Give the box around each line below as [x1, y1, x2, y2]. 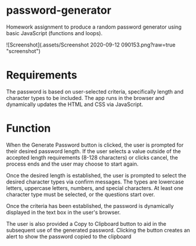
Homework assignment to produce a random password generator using [6, 23, 182, 30]
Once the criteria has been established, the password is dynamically [6, 202, 174, 209]
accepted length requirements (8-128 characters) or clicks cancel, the [6, 154, 178, 161]
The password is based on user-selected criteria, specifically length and [6, 88, 183, 95]
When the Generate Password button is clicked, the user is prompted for [6, 141, 183, 148]
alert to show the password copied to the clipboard [6, 233, 132, 240]
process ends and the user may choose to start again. [6, 160, 139, 167]
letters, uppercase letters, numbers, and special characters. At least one [6, 184, 183, 191]
